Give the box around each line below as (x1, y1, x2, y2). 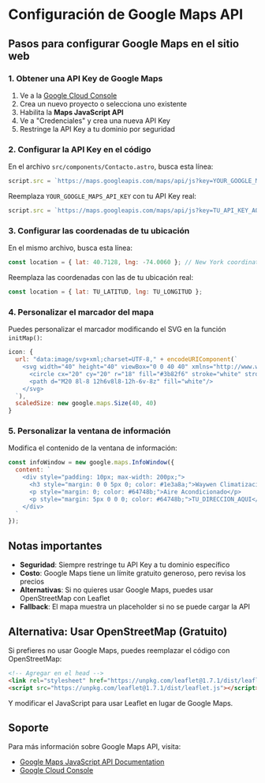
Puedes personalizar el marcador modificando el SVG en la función (8, 325, 226, 334)
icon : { (8, 349, 34, 356)
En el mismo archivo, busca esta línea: (8, 243, 132, 253)
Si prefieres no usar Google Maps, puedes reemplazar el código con (8, 645, 230, 655)
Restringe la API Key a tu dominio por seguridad (19, 124, 176, 133)
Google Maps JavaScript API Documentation (19, 757, 165, 766)
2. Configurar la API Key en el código (8, 144, 151, 155)
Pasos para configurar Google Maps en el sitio (8, 37, 239, 50)
